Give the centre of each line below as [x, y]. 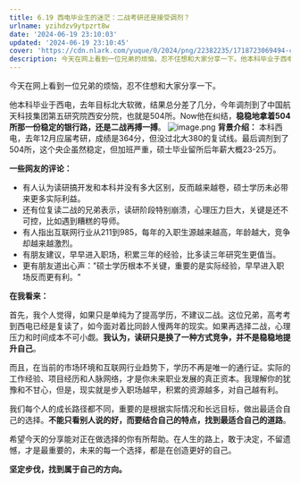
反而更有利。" [56, 277]
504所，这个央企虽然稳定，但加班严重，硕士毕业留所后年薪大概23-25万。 [145, 149]
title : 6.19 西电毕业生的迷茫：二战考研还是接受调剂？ [100, 17]
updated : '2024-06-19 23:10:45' [69, 42]
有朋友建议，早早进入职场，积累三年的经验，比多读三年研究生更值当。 [151, 254]
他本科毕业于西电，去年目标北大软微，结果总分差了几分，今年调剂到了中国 [146, 105]
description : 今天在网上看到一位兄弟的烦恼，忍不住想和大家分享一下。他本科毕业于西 [148, 59]
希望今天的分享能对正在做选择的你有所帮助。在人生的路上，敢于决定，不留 [146, 439]
